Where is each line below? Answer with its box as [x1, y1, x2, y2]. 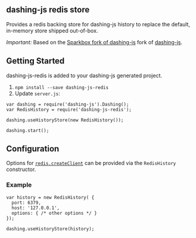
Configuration [6, 144, 60, 154]
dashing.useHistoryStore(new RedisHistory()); [6, 117, 124, 123]
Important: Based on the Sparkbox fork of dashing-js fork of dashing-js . [6, 38, 183, 45]
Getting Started [6, 56, 65, 66]
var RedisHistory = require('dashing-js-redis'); [6, 106, 132, 112]
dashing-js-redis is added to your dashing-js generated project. [6, 72, 163, 79]
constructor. [6, 166, 36, 173]
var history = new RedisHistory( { [6, 194, 95, 200]
